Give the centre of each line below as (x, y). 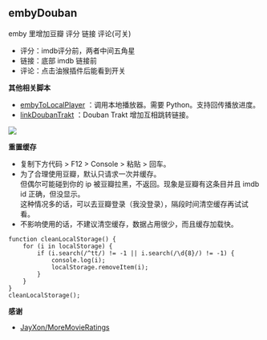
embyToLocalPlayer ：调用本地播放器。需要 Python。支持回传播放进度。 (140, 104)
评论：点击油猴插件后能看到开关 (73, 71)
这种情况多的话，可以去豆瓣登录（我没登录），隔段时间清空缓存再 (127, 204)
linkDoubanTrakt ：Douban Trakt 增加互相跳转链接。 (106, 115)
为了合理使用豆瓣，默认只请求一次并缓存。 (90, 174)
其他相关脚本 (29, 87)
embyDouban (43, 13)
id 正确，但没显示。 (52, 194)
